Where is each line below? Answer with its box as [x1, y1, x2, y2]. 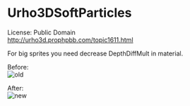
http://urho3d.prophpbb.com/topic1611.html [7, 35, 133, 44]
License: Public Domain [7, 28, 76, 37]
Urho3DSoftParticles [7, 5, 132, 21]
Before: [7, 62, 29, 71]
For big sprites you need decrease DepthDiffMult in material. [7, 49, 184, 58]
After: [7, 84, 24, 92]
